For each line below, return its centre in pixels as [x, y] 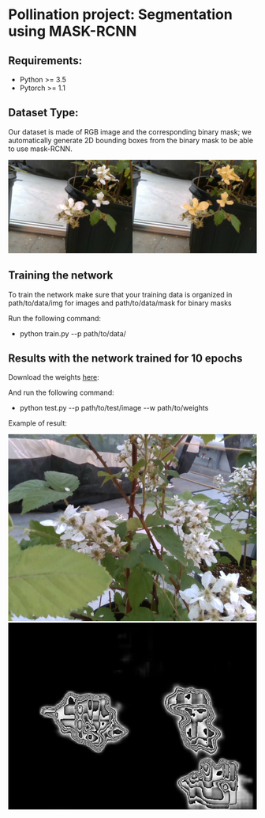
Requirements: [45, 61]
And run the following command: [61, 392]
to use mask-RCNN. [40, 149]
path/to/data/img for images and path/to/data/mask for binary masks [120, 303]
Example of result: [37, 423]
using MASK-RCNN [73, 31]
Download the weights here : [54, 377]
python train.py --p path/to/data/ [73, 333]
